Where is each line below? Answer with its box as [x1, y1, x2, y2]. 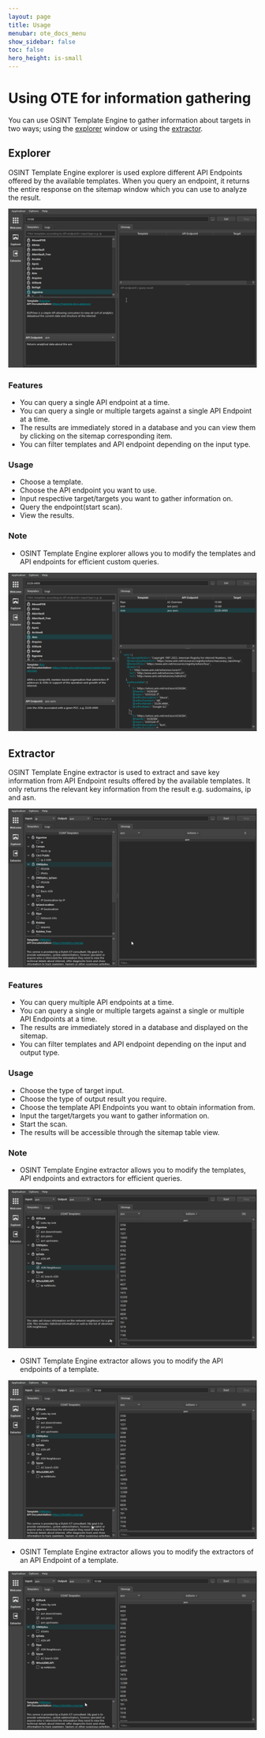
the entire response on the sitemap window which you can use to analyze [8, 184, 247, 193]
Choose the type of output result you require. [19, 1094, 167, 1103]
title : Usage [8, 21, 51, 29]
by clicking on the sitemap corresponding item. [19, 431, 173, 440]
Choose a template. [19, 478, 84, 487]
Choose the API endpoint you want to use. [19, 485, 157, 495]
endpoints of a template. [19, 1364, 99, 1373]
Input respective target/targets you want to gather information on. [19, 494, 233, 504]
